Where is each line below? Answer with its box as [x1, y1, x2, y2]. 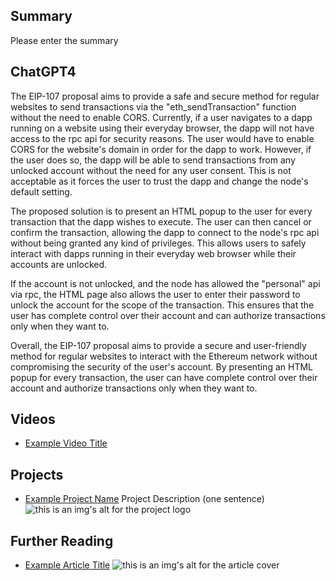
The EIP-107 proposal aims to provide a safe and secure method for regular [10, 90, 320, 102]
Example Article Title [24, 559, 111, 571]
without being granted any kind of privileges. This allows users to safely [10, 237, 307, 249]
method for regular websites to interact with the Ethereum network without [10, 350, 318, 362]
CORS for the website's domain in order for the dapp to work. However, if [10, 143, 312, 155]
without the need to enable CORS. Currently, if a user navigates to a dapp [10, 111, 313, 123]
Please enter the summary [10, 34, 119, 46]
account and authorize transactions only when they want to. [10, 382, 258, 394]
